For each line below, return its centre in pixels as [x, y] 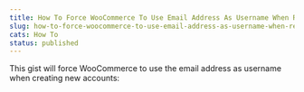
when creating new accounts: [65, 78]
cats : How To [34, 34]
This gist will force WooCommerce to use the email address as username [146, 69]
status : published [44, 43]
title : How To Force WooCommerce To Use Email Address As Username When [149, 18]
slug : [19, 26]
